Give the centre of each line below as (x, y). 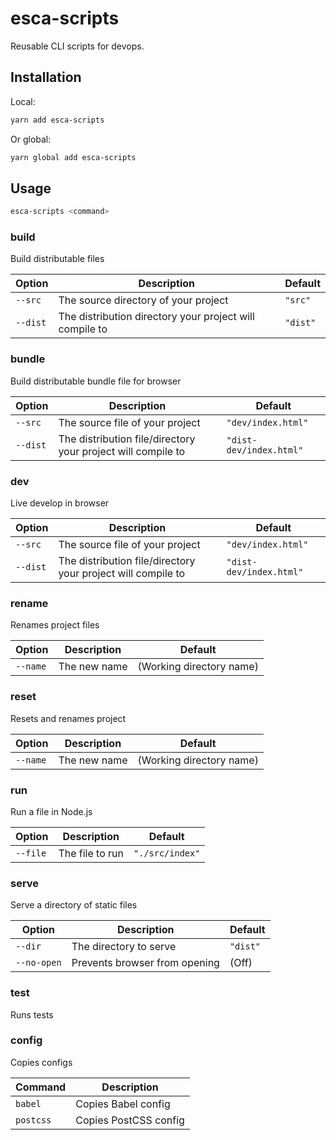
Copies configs (41, 1062)
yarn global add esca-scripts (73, 157)
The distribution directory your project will (156, 317)
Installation (46, 77)
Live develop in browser (60, 503)
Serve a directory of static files (74, 905)
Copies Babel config (123, 1104)
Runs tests (32, 1014)
